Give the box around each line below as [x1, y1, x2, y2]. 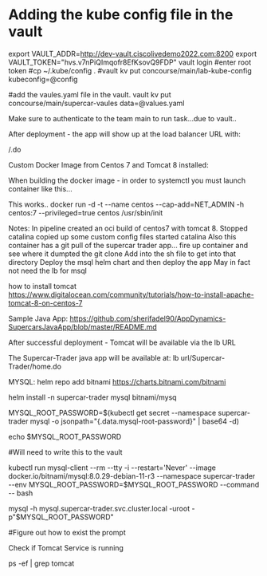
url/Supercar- [180, 353, 226, 362]
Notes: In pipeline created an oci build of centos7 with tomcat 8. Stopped [8, 223, 249, 233]
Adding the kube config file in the [8, 6, 234, 24]
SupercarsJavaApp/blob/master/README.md [8, 322, 157, 332]
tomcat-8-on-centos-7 [8, 298, 83, 308]
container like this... [8, 183, 73, 193]
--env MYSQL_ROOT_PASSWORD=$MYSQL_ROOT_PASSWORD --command [8, 479, 260, 489]
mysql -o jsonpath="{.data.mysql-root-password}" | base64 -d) [29, 416, 240, 426]
